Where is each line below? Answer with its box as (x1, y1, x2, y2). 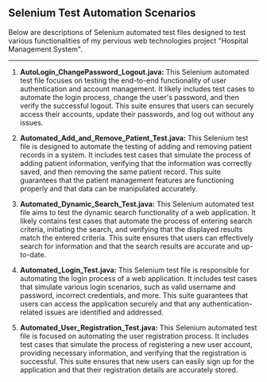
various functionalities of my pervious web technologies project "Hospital (8, 36, 249, 45)
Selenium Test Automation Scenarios (8, 6, 196, 20)
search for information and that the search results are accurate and (19, 241, 240, 251)
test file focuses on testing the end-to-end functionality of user (19, 75, 226, 85)
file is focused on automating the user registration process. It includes (19, 331, 250, 341)
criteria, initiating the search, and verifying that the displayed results (19, 224, 243, 233)
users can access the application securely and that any (19, 299, 201, 308)
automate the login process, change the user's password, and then (19, 92, 240, 102)
